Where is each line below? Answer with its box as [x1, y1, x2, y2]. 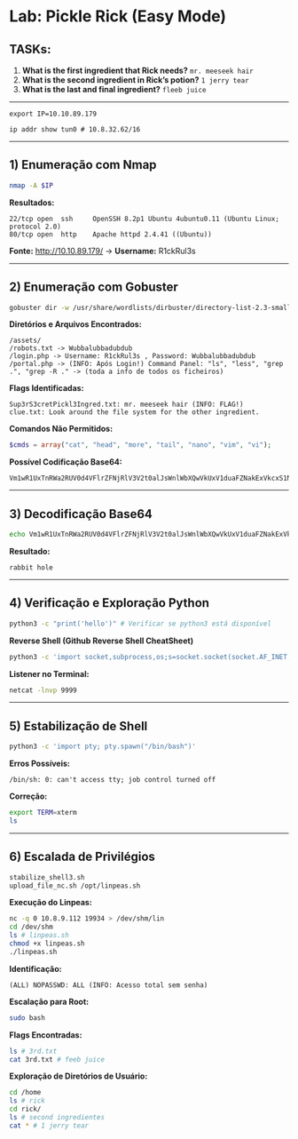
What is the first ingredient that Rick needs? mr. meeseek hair [21, 65, 255, 76]
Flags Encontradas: [9, 1029, 82, 1040]
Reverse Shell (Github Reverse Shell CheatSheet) [9, 635, 193, 646]
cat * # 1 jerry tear [9, 1121, 90, 1130]
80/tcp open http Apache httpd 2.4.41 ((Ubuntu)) [9, 229, 213, 239]
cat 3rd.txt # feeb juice [9, 1055, 105, 1063]
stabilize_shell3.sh [9, 872, 86, 881]
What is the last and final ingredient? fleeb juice [21, 84, 207, 94]
